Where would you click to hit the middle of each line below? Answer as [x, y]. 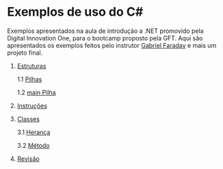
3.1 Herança [34, 132]
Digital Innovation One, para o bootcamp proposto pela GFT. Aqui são [105, 38]
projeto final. [25, 53]
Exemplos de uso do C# [75, 12]
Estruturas [31, 66]
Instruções [32, 105]
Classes [28, 119]
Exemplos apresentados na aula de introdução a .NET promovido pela [105, 31]
